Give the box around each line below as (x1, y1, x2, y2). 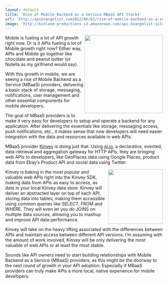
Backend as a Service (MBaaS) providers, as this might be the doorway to (5, 258, 157, 264)
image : (5, 21, 19, 26)
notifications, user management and (5, 92, 80, 98)
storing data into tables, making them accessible (5, 196, 105, 202)
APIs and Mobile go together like (5, 51, 72, 57)
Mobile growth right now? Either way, (5, 45, 82, 51)
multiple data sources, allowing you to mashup (5, 212, 101, 218)
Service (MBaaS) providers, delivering (5, 82, 83, 88)
